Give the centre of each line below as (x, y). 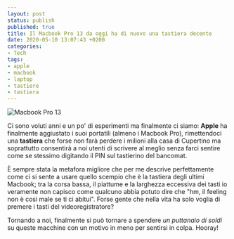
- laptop (20, 79)
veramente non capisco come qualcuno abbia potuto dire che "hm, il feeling (117, 192)
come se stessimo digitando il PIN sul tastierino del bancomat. (97, 156)
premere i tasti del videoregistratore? (61, 207)
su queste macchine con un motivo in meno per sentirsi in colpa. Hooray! (113, 228)
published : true (31, 27)
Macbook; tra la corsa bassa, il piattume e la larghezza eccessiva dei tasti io (117, 184)
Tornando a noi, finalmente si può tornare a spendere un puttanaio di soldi (115, 220)
